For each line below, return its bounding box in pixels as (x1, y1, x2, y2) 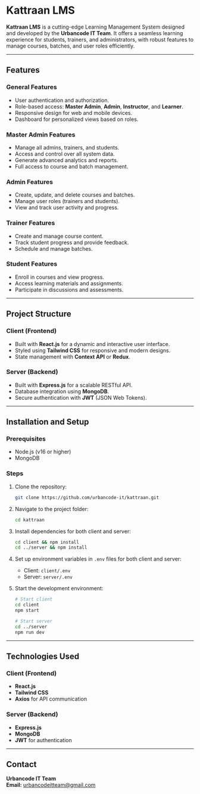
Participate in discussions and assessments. (14, 286, 124, 293)
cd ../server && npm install (14, 544, 87, 551)
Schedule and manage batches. (14, 245, 93, 252)
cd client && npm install (14, 539, 79, 545)
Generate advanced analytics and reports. (14, 156, 118, 164)
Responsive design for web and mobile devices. (14, 109, 133, 116)
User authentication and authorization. (14, 96, 110, 104)
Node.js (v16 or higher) (14, 448, 71, 456)
